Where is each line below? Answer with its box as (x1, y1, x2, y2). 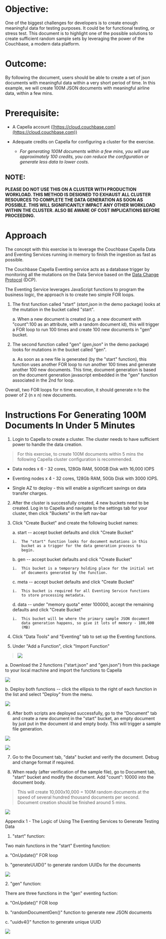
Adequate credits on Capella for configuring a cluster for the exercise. (12, 138, 155, 144)
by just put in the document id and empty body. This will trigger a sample (12, 721, 161, 726)
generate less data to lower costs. (19, 159, 89, 165)
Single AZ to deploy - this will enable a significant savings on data (12, 485, 147, 491)
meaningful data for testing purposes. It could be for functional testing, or (5, 25, 155, 31)
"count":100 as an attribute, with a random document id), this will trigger (12, 321, 160, 327)
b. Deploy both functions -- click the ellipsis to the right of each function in (5, 686, 157, 692)
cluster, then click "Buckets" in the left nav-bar (12, 510, 108, 516)
